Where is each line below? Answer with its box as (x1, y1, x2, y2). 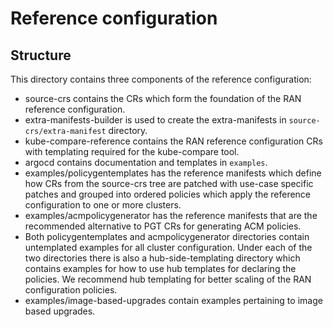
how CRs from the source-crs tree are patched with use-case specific (24, 178, 314, 189)
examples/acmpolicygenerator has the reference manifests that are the (24, 210, 318, 221)
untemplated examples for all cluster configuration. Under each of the (24, 242, 313, 253)
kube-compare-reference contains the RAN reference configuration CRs (24, 135, 323, 147)
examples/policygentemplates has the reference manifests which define (24, 167, 322, 179)
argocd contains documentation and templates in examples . (24, 157, 268, 168)
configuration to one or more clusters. (24, 199, 182, 211)
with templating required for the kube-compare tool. (24, 146, 240, 157)
